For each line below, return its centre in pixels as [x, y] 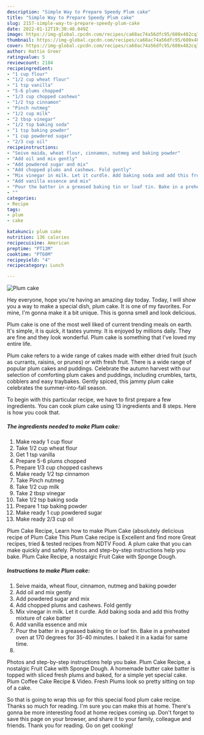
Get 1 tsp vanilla [35, 455]
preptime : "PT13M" [30, 249]
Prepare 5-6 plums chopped [51, 461]
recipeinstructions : [33, 147]
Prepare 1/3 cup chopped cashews [59, 467]
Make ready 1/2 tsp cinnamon [52, 474]
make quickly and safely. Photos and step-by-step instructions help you [97, 550]
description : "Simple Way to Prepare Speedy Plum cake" [79, 12]
